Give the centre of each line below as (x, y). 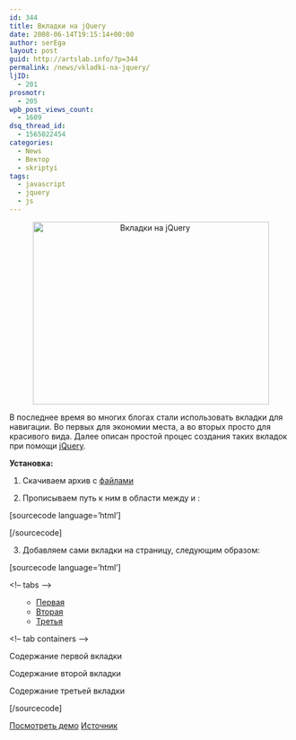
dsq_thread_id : (38, 126)
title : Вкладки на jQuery (57, 26)
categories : (31, 143)
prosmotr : (28, 92)
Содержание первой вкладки (66, 656)
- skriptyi (38, 168)
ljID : (19, 76)
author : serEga (38, 43)
